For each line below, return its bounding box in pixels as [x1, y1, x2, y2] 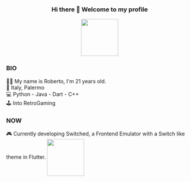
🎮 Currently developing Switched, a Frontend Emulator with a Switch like [6, 130, 185, 137]
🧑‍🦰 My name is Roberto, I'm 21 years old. [6, 77, 107, 84]
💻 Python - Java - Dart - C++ [6, 90, 79, 97]
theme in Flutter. [6, 153, 46, 160]
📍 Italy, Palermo [6, 84, 44, 91]
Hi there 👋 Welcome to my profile [51, 5, 148, 14]
